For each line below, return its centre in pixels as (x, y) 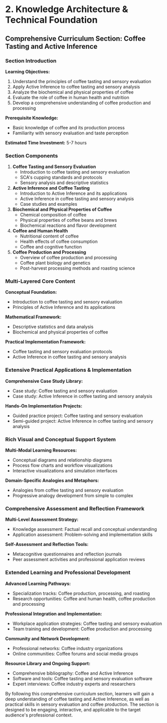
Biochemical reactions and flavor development (68, 225)
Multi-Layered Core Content (40, 281)
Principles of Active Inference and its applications (64, 307)
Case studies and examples (49, 204)
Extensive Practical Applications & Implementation (68, 370)
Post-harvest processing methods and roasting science (77, 268)
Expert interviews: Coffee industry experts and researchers (74, 684)
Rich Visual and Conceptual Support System (61, 439)
